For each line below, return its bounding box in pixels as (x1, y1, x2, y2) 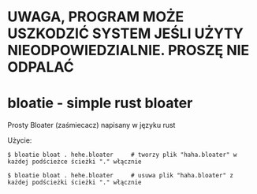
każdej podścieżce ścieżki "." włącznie (7, 158, 143, 166)
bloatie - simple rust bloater (7, 95, 193, 112)
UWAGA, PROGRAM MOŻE (7, 8, 184, 26)
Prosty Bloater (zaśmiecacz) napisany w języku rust (7, 121, 176, 130)
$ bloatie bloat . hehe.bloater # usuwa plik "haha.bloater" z (7, 172, 234, 180)
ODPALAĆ (7, 58, 74, 76)
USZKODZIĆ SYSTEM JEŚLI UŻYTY (7, 24, 244, 43)
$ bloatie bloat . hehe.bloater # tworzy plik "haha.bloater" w (7, 151, 237, 159)
